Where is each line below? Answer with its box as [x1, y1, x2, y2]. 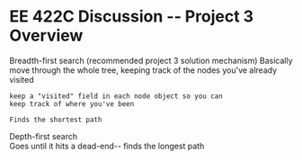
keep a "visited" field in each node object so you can [9, 92, 223, 101]
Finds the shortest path [9, 115, 102, 124]
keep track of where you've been [9, 99, 135, 109]
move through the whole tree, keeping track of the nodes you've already [9, 65, 278, 76]
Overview [9, 25, 84, 46]
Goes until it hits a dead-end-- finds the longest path [9, 140, 205, 151]
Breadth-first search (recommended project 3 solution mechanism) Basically [9, 55, 294, 66]
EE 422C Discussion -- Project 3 [9, 6, 254, 27]
